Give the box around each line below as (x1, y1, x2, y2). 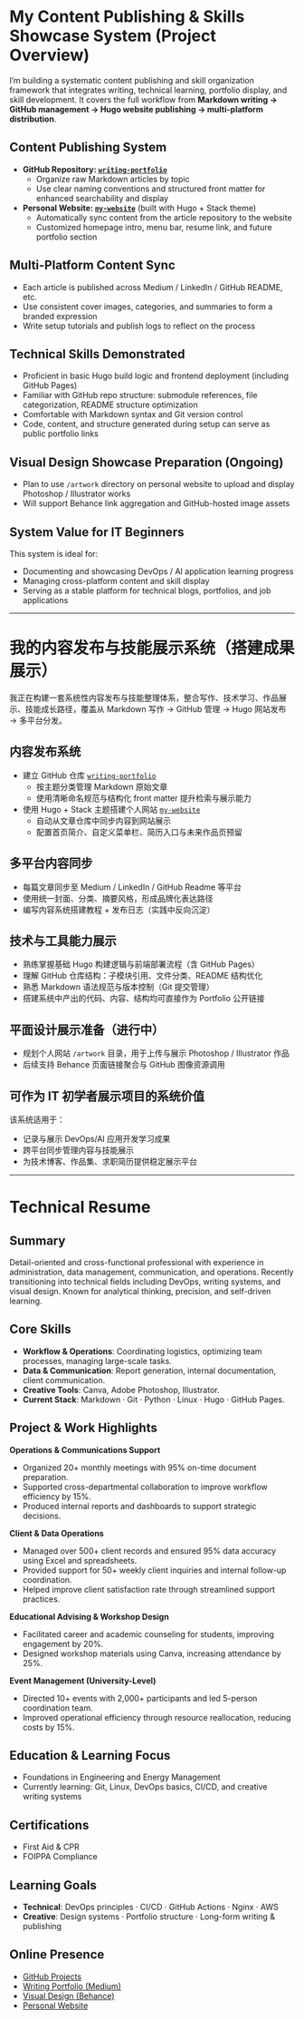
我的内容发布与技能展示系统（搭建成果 (9, 638, 296, 658)
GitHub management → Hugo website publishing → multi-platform (9, 103, 264, 114)
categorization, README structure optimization (22, 399, 198, 410)
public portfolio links (22, 428, 100, 439)
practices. (22, 1594, 61, 1604)
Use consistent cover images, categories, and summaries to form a (22, 301, 273, 312)
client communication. (22, 1374, 106, 1385)
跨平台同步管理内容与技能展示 (22, 1145, 134, 1156)
